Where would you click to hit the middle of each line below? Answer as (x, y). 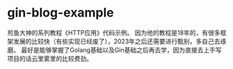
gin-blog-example (61, 13)
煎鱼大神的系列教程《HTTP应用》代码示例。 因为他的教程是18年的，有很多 (114, 32)
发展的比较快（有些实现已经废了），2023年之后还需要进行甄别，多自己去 (116, 41)
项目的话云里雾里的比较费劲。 (50, 58)
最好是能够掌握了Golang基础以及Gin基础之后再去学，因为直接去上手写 (121, 50)
